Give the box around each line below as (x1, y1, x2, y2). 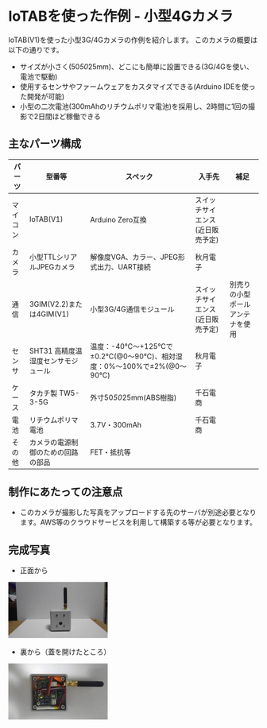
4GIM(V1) (36, 309, 70, 319)
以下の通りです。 (8, 45, 64, 54)
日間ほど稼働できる (38, 111, 102, 121)
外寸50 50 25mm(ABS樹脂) (90, 393, 177, 402)
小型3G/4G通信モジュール (90, 304, 175, 314)
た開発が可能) (19, 91, 65, 101)
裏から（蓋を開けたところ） (19, 647, 111, 656)
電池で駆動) (19, 72, 58, 81)
